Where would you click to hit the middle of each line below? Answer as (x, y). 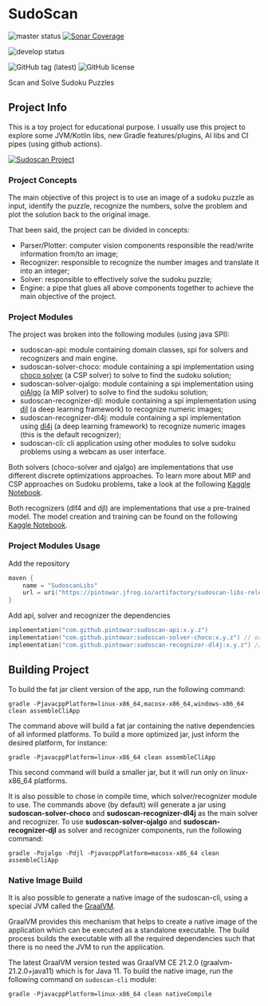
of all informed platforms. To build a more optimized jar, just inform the (124, 734)
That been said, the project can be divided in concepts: (99, 230)
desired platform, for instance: (58, 742)
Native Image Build (45, 880)
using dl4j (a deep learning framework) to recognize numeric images (132, 426)
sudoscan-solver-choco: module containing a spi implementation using (137, 367)
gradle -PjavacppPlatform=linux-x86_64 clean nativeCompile (110, 994)
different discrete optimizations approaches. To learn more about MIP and (130, 475)
